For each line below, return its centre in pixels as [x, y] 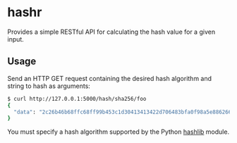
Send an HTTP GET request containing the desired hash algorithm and [110, 78]
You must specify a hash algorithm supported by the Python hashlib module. [119, 132]
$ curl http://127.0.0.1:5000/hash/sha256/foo [77, 99]
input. [16, 39]
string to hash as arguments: [49, 86]
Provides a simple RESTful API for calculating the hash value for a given [111, 32]
